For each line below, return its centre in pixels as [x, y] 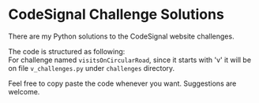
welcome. [24, 91]
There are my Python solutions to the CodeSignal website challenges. [121, 36]
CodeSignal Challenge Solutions [116, 15]
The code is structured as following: [67, 51]
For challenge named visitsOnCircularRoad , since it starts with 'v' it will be [129, 60]
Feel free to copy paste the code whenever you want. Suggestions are [122, 83]
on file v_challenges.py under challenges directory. [92, 68]
